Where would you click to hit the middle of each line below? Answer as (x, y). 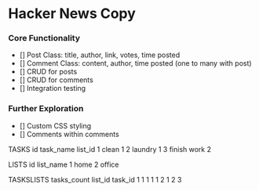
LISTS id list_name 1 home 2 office (64, 164)
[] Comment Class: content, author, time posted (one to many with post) (136, 63)
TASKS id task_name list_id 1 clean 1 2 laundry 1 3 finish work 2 (110, 149)
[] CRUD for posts (48, 72)
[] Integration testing (53, 88)
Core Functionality (44, 38)
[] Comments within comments (69, 134)
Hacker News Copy (72, 14)
